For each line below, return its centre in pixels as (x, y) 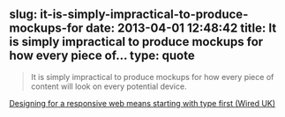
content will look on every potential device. (109, 86)
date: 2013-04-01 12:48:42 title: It (181, 29)
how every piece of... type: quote (102, 56)
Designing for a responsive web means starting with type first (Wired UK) (142, 103)
